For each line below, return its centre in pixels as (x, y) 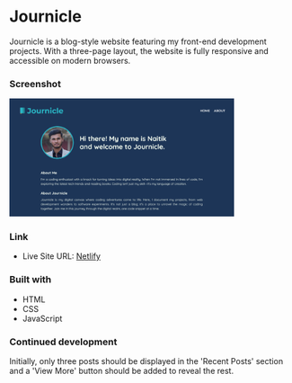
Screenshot (35, 84)
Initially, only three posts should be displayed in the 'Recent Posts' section (146, 361)
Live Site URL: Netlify (62, 256)
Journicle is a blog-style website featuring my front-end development (138, 41)
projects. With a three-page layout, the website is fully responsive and (139, 50)
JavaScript (42, 318)
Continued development (63, 342)
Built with (31, 280)
